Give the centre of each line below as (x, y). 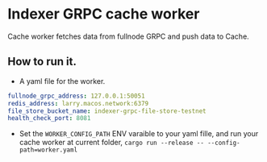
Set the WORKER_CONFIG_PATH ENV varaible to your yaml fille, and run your (139, 134)
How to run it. (42, 62)
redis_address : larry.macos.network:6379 (78, 103)
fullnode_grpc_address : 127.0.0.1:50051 (77, 96)
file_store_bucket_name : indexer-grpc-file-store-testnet (107, 111)
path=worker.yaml (48, 150)
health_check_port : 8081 (49, 118)
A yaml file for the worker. (62, 81)
